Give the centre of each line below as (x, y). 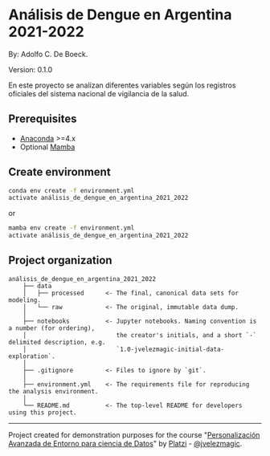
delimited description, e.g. (57, 342)
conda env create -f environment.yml (72, 190)
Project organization (60, 261)
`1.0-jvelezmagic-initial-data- (170, 349)
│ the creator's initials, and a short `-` (140, 335)
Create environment (59, 172)
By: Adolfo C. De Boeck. (48, 54)
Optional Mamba (47, 147)
